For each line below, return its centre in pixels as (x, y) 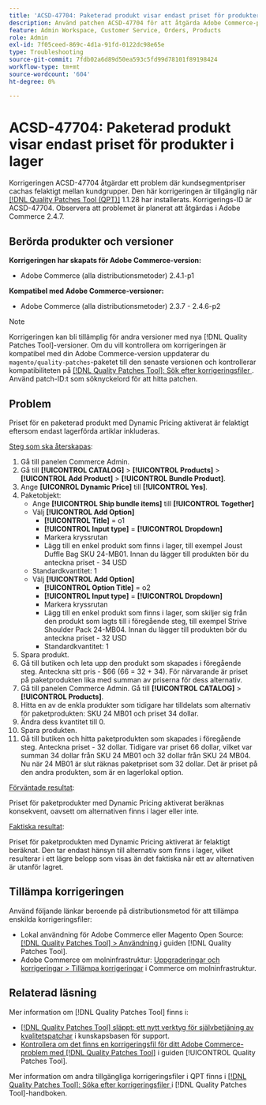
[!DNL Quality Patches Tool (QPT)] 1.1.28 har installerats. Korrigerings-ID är (130, 200)
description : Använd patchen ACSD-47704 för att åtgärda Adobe (115, 23)
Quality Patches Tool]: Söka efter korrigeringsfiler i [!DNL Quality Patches (128, 1084)
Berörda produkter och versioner (91, 241)
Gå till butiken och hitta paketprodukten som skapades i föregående (131, 739)
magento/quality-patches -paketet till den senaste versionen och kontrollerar (133, 362)
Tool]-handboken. (38, 1093)
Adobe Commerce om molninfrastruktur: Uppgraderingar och (120, 960)
